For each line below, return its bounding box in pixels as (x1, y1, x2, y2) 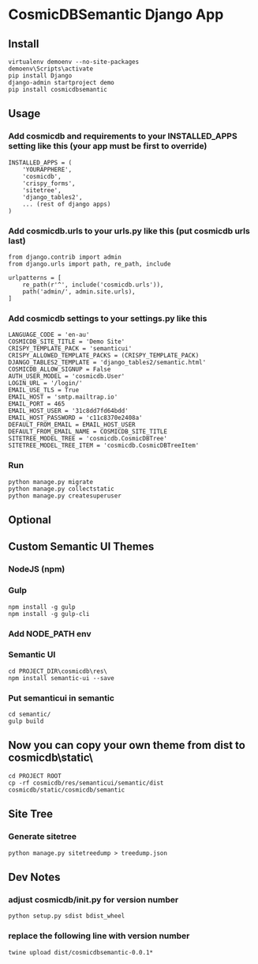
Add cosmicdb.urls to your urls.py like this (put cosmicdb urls (8, 225, 250, 236)
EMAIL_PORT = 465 (8, 400, 65, 408)
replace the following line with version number (8, 931, 190, 942)
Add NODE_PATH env (8, 628, 92, 639)
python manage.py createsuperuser (8, 492, 122, 500)
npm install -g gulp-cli (8, 610, 90, 618)
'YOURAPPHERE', (22, 165, 73, 173)
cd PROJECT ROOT (8, 772, 62, 780)
